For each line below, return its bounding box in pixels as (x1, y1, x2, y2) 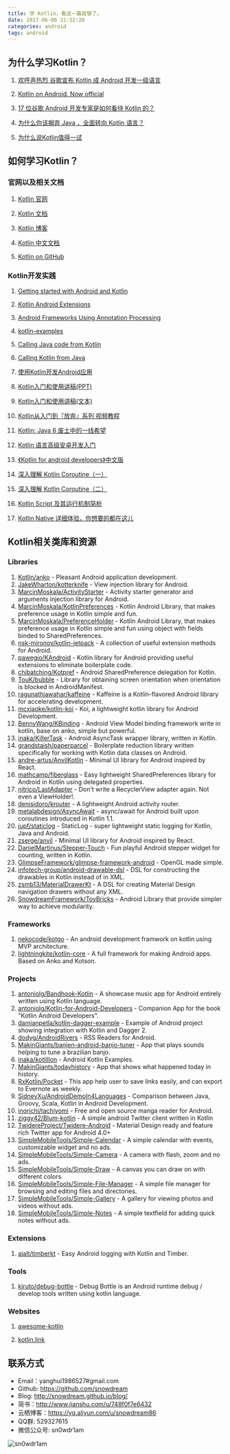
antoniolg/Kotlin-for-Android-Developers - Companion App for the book (17, 1004, 221, 1013)
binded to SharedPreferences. (17, 631, 104, 640)
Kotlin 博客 (17, 224, 48, 232)
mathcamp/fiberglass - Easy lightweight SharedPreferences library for (17, 770, 217, 779)
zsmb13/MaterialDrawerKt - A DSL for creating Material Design (17, 880, 196, 888)
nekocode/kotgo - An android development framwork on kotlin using (17, 935, 212, 943)
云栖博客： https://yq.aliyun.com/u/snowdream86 (17, 1409, 157, 1417)
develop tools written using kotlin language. (17, 1289, 141, 1298)
